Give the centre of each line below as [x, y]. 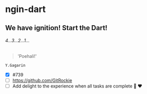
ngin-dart [25, 9]
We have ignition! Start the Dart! [56, 28]
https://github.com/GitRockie [42, 80]
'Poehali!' [27, 56]
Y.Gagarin [15, 65]
